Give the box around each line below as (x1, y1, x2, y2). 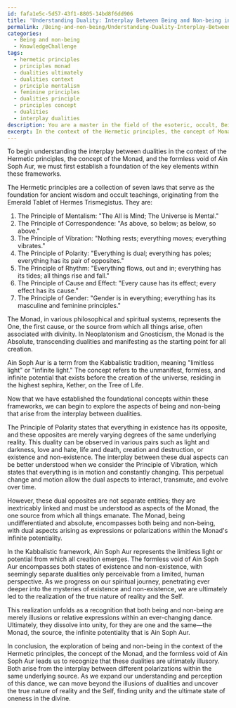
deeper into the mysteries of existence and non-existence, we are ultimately (7, 585, 228, 593)
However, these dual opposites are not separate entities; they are (7, 496, 196, 505)
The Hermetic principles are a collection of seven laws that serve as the (7, 184, 215, 192)
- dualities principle (13, 96, 80, 103)
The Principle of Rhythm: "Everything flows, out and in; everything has (17, 264, 221, 273)
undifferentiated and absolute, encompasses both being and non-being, (7, 519, 216, 527)
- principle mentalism (13, 82, 80, 89)
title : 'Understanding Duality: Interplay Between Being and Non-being (7, 17, 221, 24)
